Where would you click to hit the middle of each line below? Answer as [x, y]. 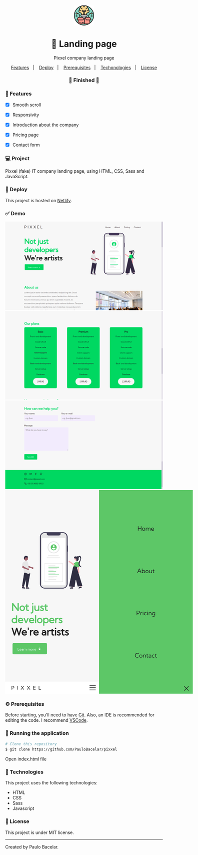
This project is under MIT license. [39, 832]
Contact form [26, 145]
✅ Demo [15, 213]
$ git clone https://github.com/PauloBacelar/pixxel [61, 749]
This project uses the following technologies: [51, 783]
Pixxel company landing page [84, 58]
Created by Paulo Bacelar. [32, 846]
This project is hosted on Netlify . [39, 200]
